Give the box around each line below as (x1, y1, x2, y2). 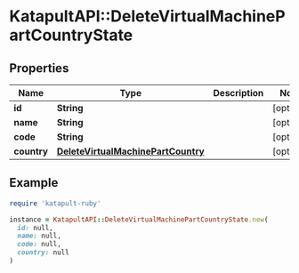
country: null (17, 248, 69, 257)
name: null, (17, 231, 62, 241)
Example (9, 175, 59, 190)
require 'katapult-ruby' (9, 198, 101, 208)
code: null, (17, 240, 62, 249)
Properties (9, 60, 69, 76)
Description (213, 87, 264, 99)
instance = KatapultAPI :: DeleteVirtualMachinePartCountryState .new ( (9, 215, 269, 224)
